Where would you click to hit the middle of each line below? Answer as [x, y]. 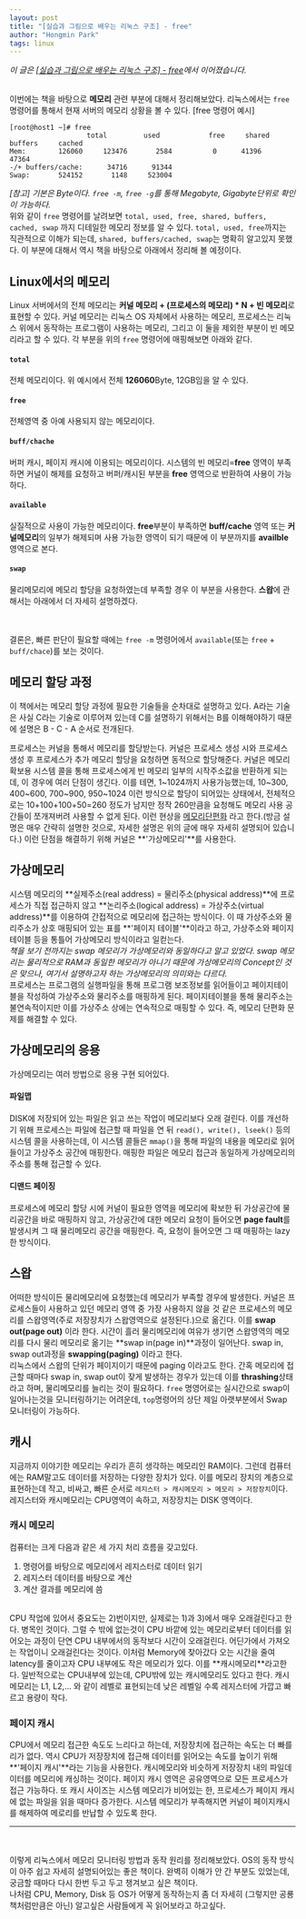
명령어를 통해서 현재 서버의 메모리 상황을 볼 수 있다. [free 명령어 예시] [132, 111]
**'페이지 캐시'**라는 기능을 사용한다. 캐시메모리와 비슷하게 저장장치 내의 [138, 1767]
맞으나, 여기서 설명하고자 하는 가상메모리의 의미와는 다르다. [123, 973]
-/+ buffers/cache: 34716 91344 [91, 168]
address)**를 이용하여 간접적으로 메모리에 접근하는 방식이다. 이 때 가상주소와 [146, 916]
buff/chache [32, 442]
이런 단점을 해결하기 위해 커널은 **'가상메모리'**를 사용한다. [130, 839]
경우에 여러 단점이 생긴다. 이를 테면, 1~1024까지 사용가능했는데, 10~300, [159, 781]
